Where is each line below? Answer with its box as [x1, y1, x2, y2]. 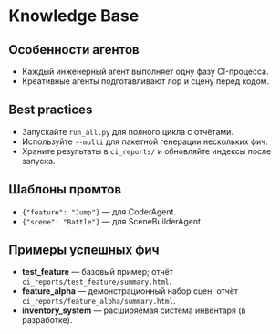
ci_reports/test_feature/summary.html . [21, 276, 172, 287]
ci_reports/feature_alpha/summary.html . [21, 296, 176, 307]
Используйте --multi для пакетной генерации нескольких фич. [21, 136, 268, 147]
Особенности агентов [8, 42, 140, 57]
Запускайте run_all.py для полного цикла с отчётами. [21, 126, 234, 137]
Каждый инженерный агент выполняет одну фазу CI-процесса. [21, 66, 269, 77]
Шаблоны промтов [8, 182, 122, 197]
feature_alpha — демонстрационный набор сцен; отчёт [21, 286, 239, 297]
